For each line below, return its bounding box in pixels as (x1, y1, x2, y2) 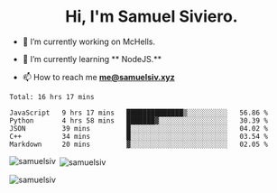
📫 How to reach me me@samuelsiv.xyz (22, 71, 175, 82)
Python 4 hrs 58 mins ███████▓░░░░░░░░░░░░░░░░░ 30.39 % (9, 115, 269, 125)
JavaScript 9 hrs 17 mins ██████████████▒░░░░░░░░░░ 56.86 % (9, 108, 269, 117)
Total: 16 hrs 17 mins (9, 92, 95, 101)
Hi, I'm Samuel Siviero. (65, 6, 238, 27)
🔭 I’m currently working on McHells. (22, 36, 156, 47)
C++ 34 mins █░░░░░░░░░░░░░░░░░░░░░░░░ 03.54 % (9, 132, 269, 141)
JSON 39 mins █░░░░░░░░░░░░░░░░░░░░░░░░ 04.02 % (9, 124, 269, 133)
